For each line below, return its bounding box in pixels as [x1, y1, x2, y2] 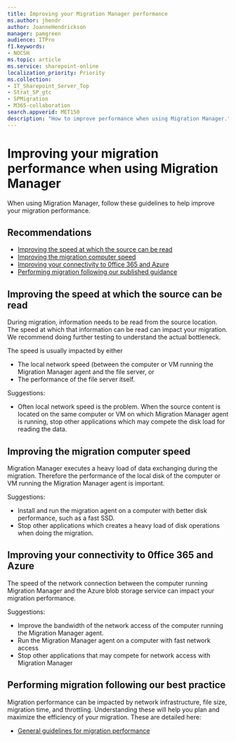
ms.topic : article [7, 56, 61, 63]
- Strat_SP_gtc [7, 89, 52, 96]
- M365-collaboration [7, 102, 71, 109]
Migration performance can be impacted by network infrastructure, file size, [7, 698, 228, 706]
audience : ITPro [7, 37, 55, 44]
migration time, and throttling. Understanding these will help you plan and [7, 705, 220, 714]
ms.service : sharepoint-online [7, 63, 99, 70]
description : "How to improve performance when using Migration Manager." [7, 115, 231, 122]
